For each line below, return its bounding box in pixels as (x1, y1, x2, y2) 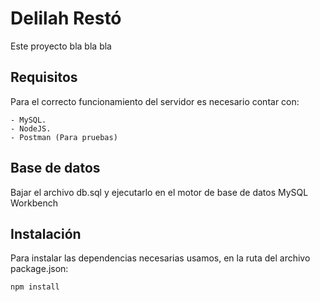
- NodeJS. (10, 123, 52, 134)
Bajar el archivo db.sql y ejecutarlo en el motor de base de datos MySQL (10, 186, 309, 198)
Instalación (10, 225, 82, 242)
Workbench (10, 197, 58, 209)
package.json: (10, 263, 69, 275)
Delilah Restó (10, 7, 122, 30)
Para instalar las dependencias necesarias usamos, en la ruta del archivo (10, 252, 311, 264)
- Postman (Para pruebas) (10, 132, 118, 142)
